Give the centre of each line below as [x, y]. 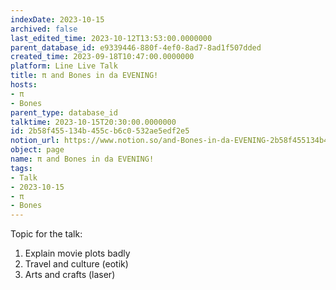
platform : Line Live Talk [64, 66]
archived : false [44, 29]
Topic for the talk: [46, 234]
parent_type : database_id [64, 112]
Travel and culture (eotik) [76, 264]
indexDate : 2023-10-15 [57, 19]
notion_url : [35, 141]
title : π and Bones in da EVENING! [84, 76]
